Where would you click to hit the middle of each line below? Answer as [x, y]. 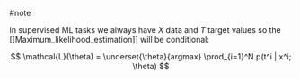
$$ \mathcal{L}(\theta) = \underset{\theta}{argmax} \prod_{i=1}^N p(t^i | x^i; [151, 56]
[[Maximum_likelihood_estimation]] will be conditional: [109, 39]
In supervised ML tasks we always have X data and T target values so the [145, 30]
